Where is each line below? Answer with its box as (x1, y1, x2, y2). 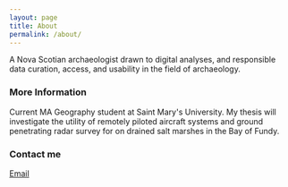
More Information (9, 86, 87, 98)
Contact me (9, 148, 62, 160)
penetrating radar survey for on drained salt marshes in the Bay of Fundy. (9, 125, 280, 136)
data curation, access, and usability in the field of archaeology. (9, 64, 241, 74)
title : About (9, 21, 58, 30)
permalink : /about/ (9, 30, 82, 38)
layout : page (9, 13, 58, 22)
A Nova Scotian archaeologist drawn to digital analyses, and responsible (9, 55, 276, 65)
